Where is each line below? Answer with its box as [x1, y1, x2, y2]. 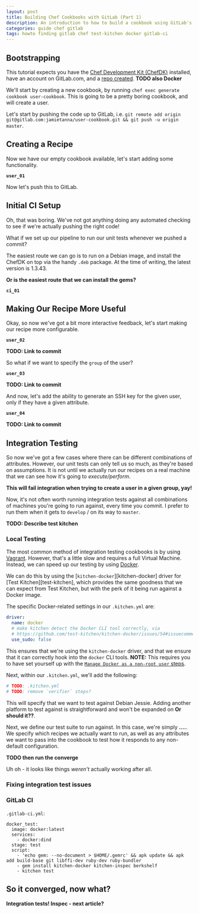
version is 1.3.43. [6, 265, 47, 272]
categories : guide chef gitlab [6, 25, 84, 32]
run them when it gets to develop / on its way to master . [6, 509, 140, 516]
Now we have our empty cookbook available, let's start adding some [6, 155, 174, 162]
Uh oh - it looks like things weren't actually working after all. [6, 765, 153, 773]
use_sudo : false [11, 637, 52, 643]
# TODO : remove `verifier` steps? [6, 688, 92, 694]
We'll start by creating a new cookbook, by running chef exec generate [6, 86, 180, 93]
